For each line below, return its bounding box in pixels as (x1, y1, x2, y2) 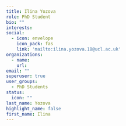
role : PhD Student (6, 14, 51, 20)
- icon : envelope (11, 35, 54, 41)
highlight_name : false (6, 106, 61, 111)
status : (6, 89, 25, 95)
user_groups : (6, 79, 38, 85)
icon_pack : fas (16, 41, 54, 47)
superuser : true (6, 73, 45, 79)
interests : (6, 24, 33, 31)
